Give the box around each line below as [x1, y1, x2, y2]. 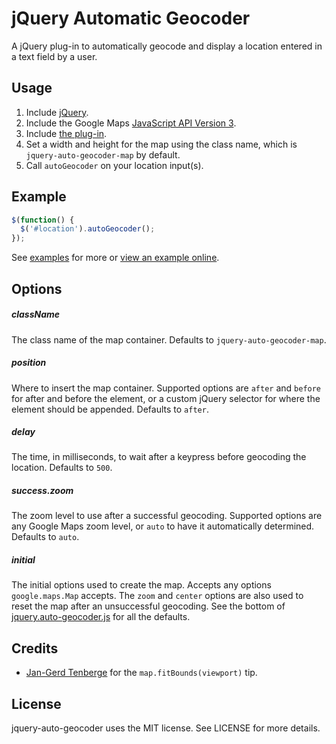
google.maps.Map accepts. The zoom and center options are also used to [11, 590, 304, 602]
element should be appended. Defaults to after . [11, 403, 209, 415]
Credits [11, 640, 59, 657]
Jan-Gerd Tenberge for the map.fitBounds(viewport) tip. [25, 667, 258, 679]
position [11, 357, 47, 369]
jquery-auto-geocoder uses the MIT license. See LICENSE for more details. [11, 722, 321, 734]
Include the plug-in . [25, 127, 108, 139]
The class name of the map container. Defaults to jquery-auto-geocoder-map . [11, 333, 327, 346]
